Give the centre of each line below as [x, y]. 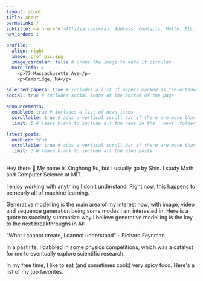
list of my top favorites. [35, 272]
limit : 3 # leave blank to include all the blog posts [82, 151]
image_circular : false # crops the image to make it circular [92, 62]
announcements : [25, 106]
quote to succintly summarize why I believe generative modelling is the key [100, 217]
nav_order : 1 [23, 34]
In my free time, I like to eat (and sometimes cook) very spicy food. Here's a [101, 265]
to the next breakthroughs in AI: [46, 224]
